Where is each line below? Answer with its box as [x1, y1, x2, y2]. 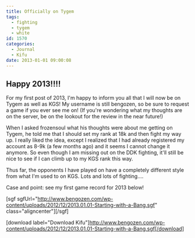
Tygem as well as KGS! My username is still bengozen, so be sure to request [6, 100, 189, 108]
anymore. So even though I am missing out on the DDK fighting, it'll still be [6, 149, 184, 156]
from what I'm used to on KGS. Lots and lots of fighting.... [6, 173, 144, 180]
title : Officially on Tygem [6, 8, 75, 15]
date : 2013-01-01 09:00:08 [6, 57, 72, 63]
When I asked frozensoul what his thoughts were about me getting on [6, 124, 173, 131]
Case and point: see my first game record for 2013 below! [6, 184, 144, 191]
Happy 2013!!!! [6, 79, 61, 89]
